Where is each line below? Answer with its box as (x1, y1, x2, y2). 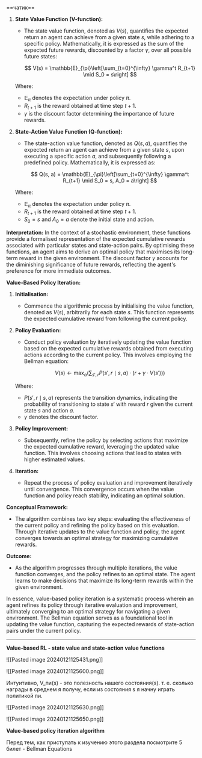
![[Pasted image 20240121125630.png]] (6, 703, 104, 711)
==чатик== (6, 4, 35, 11)
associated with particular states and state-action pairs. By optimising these (6, 241, 194, 249)
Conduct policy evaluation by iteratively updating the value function (23, 338, 191, 346)
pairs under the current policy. (6, 627, 81, 634)
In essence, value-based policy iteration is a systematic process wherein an (6, 595, 194, 602)
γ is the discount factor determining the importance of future (23, 110, 174, 117)
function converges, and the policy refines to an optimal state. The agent (14, 570, 195, 577)
